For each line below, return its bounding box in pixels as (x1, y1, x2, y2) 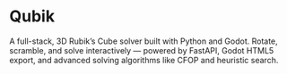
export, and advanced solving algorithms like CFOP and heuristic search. (9, 54, 279, 65)
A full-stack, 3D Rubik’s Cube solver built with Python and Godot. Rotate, (9, 36, 278, 46)
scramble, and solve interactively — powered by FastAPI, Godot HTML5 (9, 45, 274, 55)
